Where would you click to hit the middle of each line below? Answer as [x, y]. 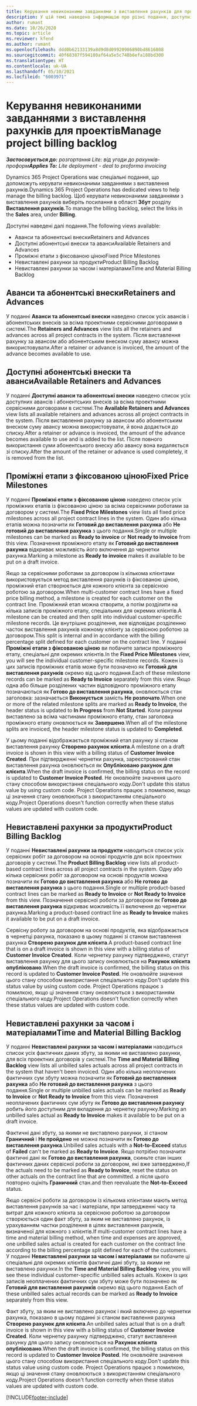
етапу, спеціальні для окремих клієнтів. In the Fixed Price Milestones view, [98, 654]
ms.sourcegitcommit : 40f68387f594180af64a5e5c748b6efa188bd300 [85, 55]
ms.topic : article [28, 33]
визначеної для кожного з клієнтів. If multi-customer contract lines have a [96, 1231]
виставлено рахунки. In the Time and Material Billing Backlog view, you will [98, 1269]
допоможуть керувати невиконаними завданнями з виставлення [88, 184]
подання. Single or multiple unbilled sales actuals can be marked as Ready [96, 1091]
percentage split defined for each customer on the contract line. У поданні [96, 641]
